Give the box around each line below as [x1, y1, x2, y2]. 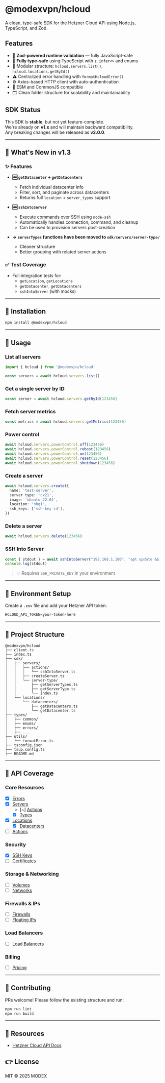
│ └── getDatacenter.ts [5, 708, 76, 713]
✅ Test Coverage [5, 261, 47, 268]
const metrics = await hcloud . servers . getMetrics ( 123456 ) [5, 419, 126, 424]
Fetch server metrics [5, 408, 56, 415]
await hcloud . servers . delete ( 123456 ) [5, 534, 82, 539]
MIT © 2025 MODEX [5, 1073, 47, 1079]
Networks [12, 887, 32, 893]
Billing [5, 953, 21, 960]
